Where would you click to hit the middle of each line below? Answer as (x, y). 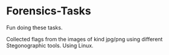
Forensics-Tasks (49, 11)
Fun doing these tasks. (34, 27)
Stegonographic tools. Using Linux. (50, 45)
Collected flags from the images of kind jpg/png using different (84, 39)
